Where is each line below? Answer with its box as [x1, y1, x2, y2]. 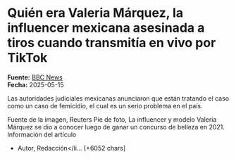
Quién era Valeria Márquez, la [7, 5, 184, 21]
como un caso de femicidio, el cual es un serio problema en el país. [7, 101, 203, 110]
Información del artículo [7, 130, 77, 139]
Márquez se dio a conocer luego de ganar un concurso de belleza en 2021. [7, 122, 225, 131]
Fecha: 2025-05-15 [7, 80, 65, 89]
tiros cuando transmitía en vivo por [7, 35, 216, 51]
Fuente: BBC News [7, 72, 63, 82]
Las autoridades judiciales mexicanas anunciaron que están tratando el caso [7, 94, 230, 103]
